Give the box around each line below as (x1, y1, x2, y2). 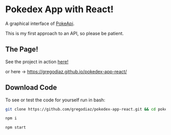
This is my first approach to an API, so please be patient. (5, 30, 124, 36)
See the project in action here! (5, 59, 69, 65)
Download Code (5, 83, 58, 92)
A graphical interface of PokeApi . (5, 20, 75, 26)
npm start (5, 125, 26, 130)
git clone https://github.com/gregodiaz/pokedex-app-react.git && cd (5, 106, 156, 112)
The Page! (5, 45, 38, 54)
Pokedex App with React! (5, 4, 114, 15)
